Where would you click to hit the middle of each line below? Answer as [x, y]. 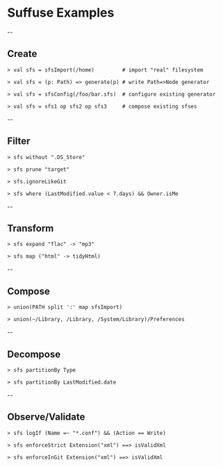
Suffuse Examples [61, 13]
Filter [19, 141]
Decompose [34, 354]
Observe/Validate [46, 417]
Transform [31, 228]
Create [22, 54]
